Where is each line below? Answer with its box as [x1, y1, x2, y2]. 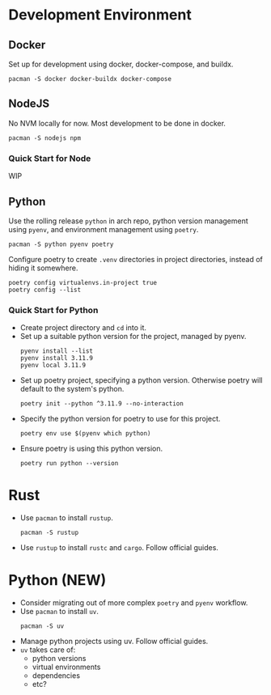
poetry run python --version [19, 460, 119, 468]
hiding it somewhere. [8, 263, 78, 273]
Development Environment [8, 6, 192, 24]
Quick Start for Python [8, 304, 99, 316]
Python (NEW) [8, 571, 107, 590]
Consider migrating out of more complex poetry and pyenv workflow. [19, 598, 248, 608]
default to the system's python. [19, 384, 125, 394]
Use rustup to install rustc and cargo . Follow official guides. [19, 543, 218, 553]
